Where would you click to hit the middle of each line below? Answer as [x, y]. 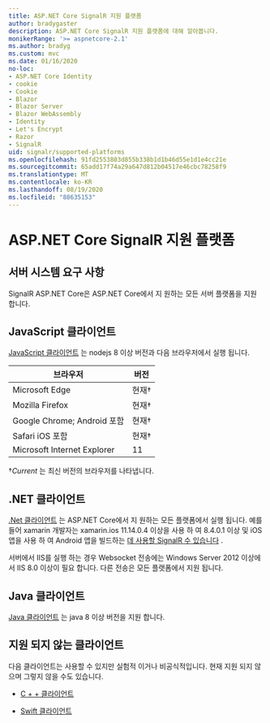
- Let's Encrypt [36, 129]
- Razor [21, 136]
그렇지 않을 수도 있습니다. [63, 676]
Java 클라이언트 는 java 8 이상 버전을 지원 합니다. [87, 617]
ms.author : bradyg [39, 46]
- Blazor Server [36, 106]
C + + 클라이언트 [47, 693]
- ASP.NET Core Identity [50, 76]
